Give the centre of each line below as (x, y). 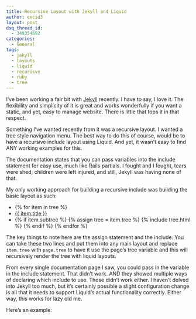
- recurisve (26, 72)
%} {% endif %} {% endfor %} (51, 226)
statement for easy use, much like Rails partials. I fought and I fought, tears (96, 166)
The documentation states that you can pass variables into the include (91, 160)
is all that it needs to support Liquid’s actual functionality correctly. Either (94, 292)
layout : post (22, 22)
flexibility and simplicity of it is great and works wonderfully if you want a (94, 105)
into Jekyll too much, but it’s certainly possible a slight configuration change (98, 286)
